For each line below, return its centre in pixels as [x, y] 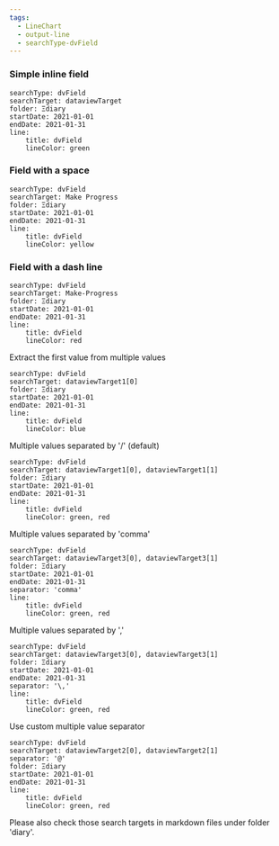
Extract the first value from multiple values [87, 357]
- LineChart [40, 26]
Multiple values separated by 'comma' [80, 534]
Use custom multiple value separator [77, 726]
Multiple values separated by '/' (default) [84, 445]
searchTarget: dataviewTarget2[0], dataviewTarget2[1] [114, 751]
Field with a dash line [56, 266]
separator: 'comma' [46, 590]
